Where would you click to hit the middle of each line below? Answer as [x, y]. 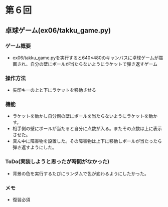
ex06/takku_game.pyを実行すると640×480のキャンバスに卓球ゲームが [86, 58]
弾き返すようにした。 [34, 147]
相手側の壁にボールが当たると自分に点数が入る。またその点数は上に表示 [87, 129]
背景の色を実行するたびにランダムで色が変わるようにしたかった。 [80, 173]
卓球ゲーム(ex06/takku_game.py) [58, 30]
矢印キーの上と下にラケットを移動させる [54, 90]
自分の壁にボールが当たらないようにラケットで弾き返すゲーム [94, 64]
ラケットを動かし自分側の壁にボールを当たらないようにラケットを [80, 116]
